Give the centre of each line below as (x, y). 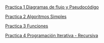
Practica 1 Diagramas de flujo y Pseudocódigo (52, 7)
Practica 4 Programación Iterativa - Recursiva (52, 35)
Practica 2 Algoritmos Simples (36, 16)
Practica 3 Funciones (27, 26)
